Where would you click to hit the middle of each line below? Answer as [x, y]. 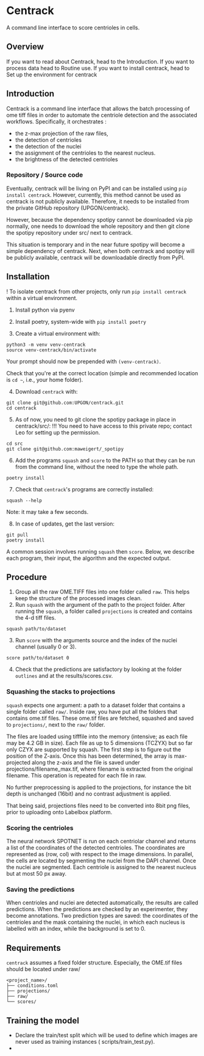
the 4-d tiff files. [36, 618]
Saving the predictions [40, 889]
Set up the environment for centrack [52, 75]
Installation [28, 277]
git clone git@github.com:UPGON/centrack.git [65, 403]
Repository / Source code [45, 175]
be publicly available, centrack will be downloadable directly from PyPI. [96, 257]
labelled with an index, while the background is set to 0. [76, 929]
